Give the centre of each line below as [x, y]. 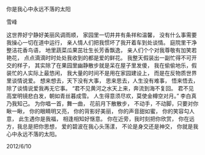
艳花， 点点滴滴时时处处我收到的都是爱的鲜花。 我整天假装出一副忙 [91, 58]
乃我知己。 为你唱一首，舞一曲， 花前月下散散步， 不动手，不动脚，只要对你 [102, 103]
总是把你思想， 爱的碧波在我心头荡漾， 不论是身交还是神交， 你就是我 [110, 126]
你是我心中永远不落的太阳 [39, 9]
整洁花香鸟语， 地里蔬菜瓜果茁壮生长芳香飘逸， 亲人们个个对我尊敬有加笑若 [102, 50]
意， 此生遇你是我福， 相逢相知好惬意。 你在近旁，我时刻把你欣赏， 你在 [98, 119]
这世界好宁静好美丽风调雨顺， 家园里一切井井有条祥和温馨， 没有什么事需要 [102, 35]
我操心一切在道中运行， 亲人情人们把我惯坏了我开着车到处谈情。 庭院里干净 [102, 42]
